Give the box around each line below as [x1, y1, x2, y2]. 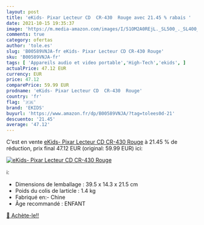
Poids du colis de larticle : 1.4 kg [15, 187, 96, 195]
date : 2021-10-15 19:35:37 [6, 20, 75, 26]
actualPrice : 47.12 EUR [6, 65, 67, 72]
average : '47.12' [6, 122, 50, 128]
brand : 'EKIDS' [6, 104, 45, 111]
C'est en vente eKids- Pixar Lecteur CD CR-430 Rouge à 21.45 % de [6, 138, 178, 146]
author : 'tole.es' [6, 43, 53, 49]
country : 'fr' [6, 93, 42, 99]
